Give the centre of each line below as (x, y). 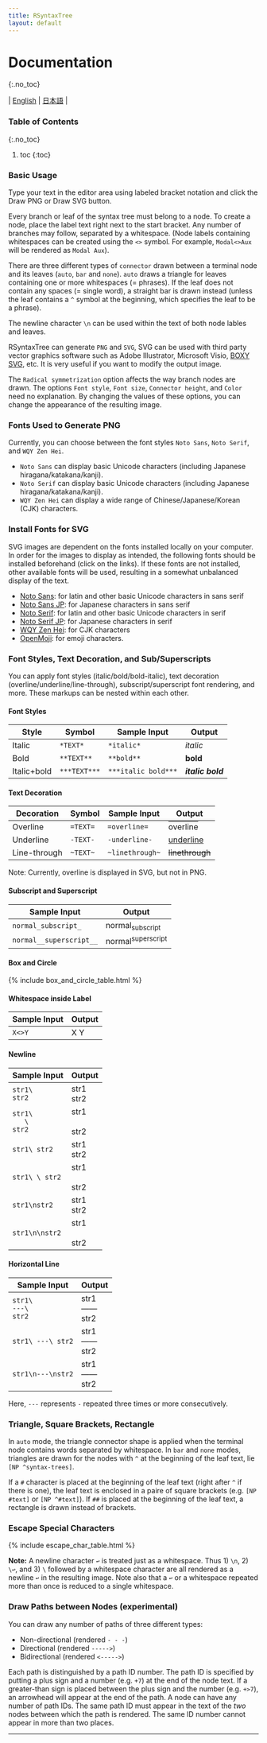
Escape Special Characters (62, 1528)
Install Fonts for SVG (48, 530)
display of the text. (39, 580)
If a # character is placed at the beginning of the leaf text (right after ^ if (125, 1482)
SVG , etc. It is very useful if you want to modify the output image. (115, 364)
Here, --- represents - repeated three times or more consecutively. (118, 1403)
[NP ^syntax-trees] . (41, 1467)
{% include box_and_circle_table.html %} (75, 980)
